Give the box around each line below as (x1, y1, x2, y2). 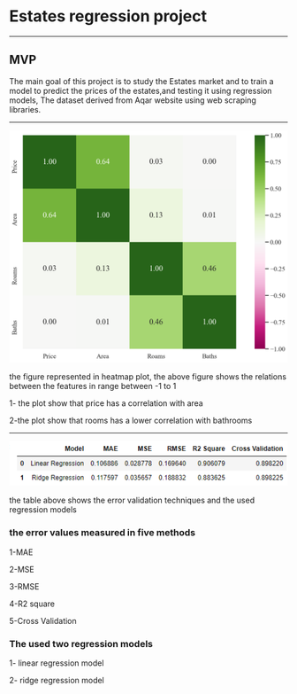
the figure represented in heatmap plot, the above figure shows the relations (9, 371, 287, 382)
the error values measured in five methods (9, 526, 196, 539)
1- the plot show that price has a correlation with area (9, 398, 203, 409)
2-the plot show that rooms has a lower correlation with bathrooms (9, 415, 253, 426)
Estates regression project (9, 6, 208, 27)
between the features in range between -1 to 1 (9, 381, 177, 392)
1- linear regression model (9, 658, 104, 668)
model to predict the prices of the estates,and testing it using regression (9, 85, 272, 96)
